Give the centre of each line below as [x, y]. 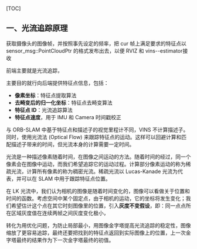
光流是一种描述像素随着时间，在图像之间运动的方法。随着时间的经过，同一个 [98, 157]
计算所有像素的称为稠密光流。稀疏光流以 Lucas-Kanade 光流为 [102, 171]
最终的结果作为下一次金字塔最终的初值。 [65, 240]
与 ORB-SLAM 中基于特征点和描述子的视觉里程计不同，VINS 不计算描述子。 [97, 129]
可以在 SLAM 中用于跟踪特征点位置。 [66, 178]
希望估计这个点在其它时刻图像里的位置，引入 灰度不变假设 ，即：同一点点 [98, 205]
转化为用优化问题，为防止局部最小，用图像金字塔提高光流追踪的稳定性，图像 [98, 225]
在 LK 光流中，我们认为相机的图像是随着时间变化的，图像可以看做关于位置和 [98, 191]
